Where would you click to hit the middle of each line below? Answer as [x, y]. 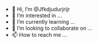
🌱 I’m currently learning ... [43, 22]
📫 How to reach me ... [39, 35]
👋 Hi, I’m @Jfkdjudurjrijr [41, 9]
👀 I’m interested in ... [37, 15]
